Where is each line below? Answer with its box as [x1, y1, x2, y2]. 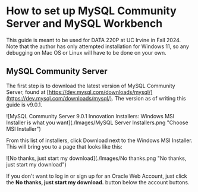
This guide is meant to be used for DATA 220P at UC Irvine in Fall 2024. [6, 36, 181, 43]
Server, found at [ [6, 88, 49, 96]
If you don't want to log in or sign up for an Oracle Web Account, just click [6, 172, 187, 180]
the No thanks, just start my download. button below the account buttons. [6, 178, 190, 185]
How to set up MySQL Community [6, 4, 177, 18]
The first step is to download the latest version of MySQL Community [6, 82, 175, 89]
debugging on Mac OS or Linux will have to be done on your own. [6, 49, 166, 56]
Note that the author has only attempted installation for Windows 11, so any [6, 43, 189, 50]
